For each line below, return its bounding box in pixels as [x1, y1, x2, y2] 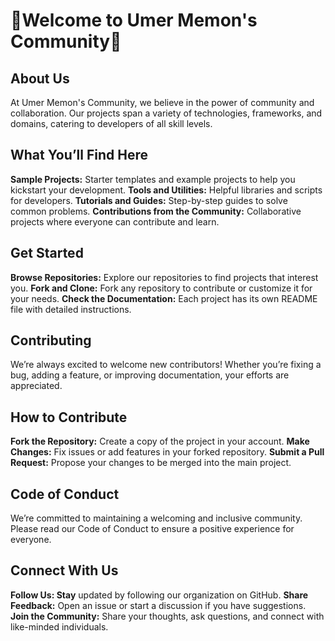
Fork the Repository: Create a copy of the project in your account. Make [10, 435, 310, 448]
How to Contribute [10, 409, 128, 426]
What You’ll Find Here [10, 147, 148, 164]
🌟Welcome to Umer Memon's [10, 9, 258, 32]
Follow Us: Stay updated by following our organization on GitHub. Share [10, 589, 309, 601]
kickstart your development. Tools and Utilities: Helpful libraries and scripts [10, 184, 323, 196]
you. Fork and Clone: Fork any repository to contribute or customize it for [10, 282, 313, 294]
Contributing [10, 332, 92, 349]
